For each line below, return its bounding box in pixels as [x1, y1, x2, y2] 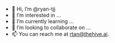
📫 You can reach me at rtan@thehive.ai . [11, 31, 109, 37]
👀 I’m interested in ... [11, 12, 61, 19]
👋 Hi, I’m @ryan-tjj [11, 6, 55, 12]
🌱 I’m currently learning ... [11, 18, 74, 24]
